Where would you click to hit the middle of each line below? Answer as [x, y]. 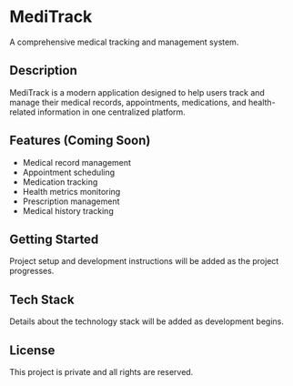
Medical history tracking [68, 210]
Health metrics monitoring [71, 191]
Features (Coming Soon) [80, 141]
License [32, 350]
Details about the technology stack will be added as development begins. [147, 321]
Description [43, 71]
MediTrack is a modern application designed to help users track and [137, 92]
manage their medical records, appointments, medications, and [128, 102]
